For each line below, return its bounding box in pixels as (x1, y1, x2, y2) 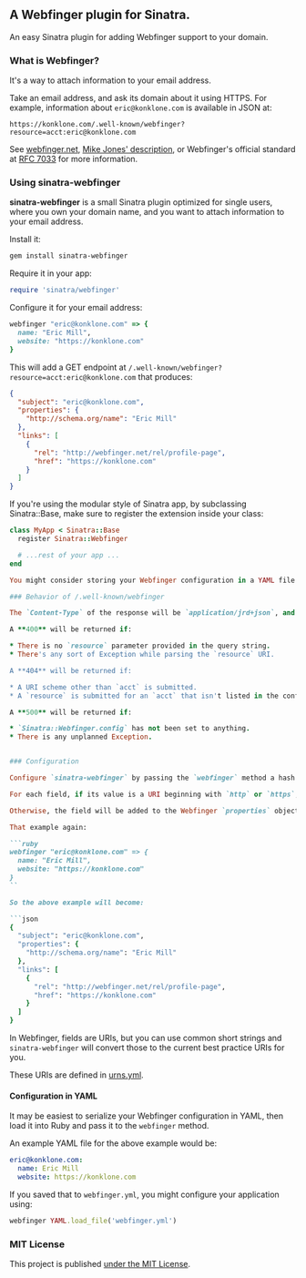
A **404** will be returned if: (9, 666, 132, 675)
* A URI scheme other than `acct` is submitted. (9, 682, 198, 691)
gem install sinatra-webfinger (9, 251, 128, 261)
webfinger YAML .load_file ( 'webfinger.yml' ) (9, 1216, 178, 1225)
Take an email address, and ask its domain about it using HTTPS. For (9, 93, 267, 104)
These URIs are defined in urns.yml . (9, 1069, 144, 1080)
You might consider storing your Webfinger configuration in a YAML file (9, 576, 296, 585)
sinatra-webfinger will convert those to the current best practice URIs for (9, 1042, 285, 1053)
